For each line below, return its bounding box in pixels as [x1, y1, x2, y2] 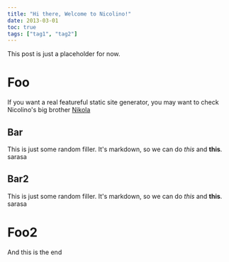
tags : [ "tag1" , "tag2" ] [7, 30, 78, 38]
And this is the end [7, 248, 62, 256]
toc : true [7, 23, 37, 31]
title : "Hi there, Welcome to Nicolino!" [7, 10, 132, 18]
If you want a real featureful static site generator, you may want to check [7, 98, 219, 107]
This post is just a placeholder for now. [7, 50, 121, 58]
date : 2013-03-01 [7, 17, 59, 24]
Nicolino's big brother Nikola [7, 106, 91, 114]
